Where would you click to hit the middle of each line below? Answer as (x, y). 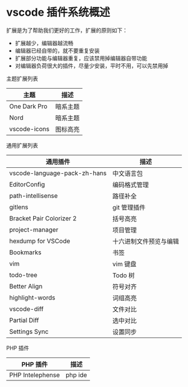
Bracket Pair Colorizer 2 (43, 218)
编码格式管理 (131, 185)
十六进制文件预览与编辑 (146, 241)
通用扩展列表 (22, 145)
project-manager (34, 229)
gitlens (19, 207)
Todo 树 (124, 275)
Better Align (26, 286)
